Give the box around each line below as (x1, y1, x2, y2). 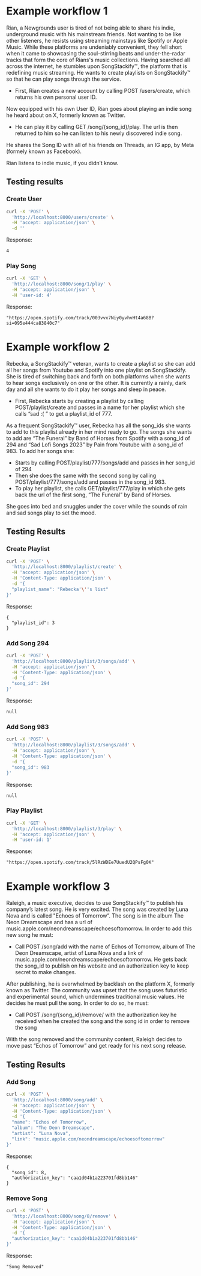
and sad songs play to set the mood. (6, 509, 97, 516)
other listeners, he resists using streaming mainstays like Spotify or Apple (6, 37, 188, 44)
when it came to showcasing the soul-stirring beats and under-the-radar (6, 49, 185, 57)
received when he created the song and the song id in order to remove (14, 1018, 190, 1025)
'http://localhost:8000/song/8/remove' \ (11, 1213, 117, 1219)
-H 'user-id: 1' (11, 837, 52, 843)
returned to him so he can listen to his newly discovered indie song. (14, 130, 182, 137)
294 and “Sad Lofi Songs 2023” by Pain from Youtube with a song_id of (6, 441, 184, 448)
